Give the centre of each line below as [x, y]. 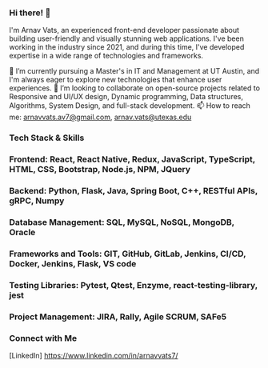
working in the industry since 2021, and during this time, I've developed [127, 47]
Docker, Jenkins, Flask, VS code [73, 263]
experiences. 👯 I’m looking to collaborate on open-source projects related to [135, 88]
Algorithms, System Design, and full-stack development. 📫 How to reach [130, 106]
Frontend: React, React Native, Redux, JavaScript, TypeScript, [132, 159]
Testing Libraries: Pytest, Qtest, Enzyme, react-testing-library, [134, 285]
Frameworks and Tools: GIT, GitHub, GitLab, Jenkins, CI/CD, [128, 254]
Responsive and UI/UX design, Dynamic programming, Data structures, [126, 97]
